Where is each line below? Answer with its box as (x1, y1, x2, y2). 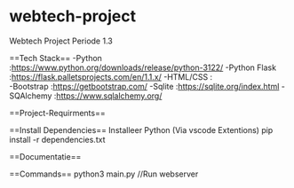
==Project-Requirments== (9, 107, 106, 118)
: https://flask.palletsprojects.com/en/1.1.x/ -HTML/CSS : (9, 71, 213, 82)
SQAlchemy (9, 90, 52, 101)
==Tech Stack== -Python (9, 52, 102, 63)
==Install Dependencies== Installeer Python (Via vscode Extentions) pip (9, 124, 274, 135)
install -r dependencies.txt (9, 134, 106, 145)
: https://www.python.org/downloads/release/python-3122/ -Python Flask (9, 62, 277, 73)
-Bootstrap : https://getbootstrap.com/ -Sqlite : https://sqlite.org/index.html (9, 81, 280, 91)
